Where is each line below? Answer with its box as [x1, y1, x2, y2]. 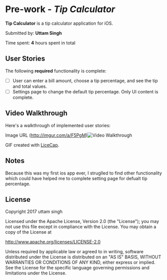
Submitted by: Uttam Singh [5, 30, 62, 36]
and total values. [12, 83, 47, 89]
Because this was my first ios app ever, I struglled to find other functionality [5, 170, 162, 176]
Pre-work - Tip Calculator [5, 4, 115, 15]
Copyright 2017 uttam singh [5, 208, 63, 215]
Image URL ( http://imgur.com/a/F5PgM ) [5, 132, 88, 138]
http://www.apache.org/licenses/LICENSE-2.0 [5, 239, 101, 245]
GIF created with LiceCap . [5, 142, 60, 148]
